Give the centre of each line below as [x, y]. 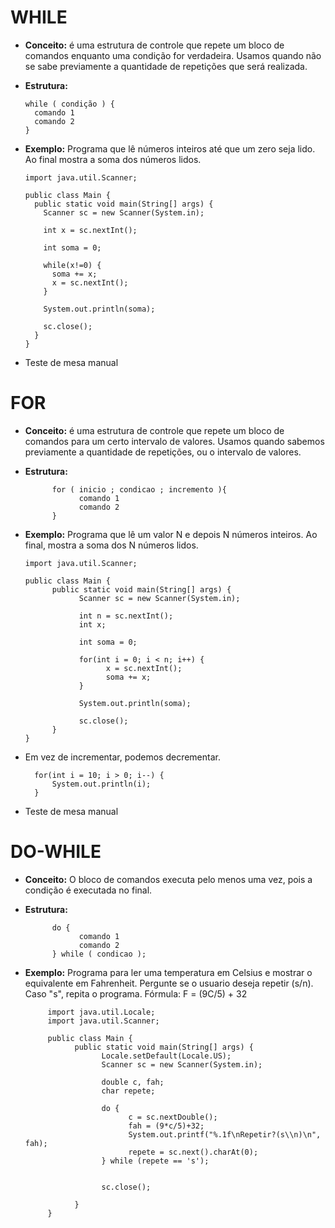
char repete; [128, 1091]
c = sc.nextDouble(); [173, 1117]
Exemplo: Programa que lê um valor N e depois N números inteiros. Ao [171, 534]
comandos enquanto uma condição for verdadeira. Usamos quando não [173, 55]
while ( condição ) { [69, 104]
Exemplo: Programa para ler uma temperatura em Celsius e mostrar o [168, 972]
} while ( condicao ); [99, 954]
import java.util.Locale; [101, 1012]
